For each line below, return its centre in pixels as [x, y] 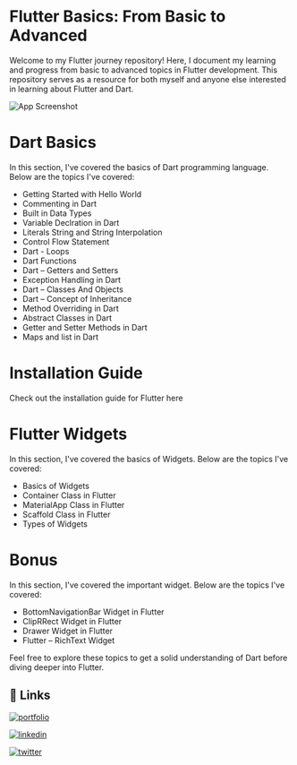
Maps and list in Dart [60, 337]
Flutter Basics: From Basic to [118, 17]
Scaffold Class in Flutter [66, 514]
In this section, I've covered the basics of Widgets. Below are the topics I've [149, 459]
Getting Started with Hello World [82, 193]
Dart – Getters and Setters [70, 270]
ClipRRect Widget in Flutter [72, 621]
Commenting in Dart [59, 203]
